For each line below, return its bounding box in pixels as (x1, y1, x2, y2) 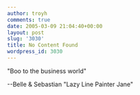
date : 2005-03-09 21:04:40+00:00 (7, 23, 103, 29)
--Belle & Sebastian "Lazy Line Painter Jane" (7, 80, 134, 88)
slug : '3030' (7, 36, 45, 42)
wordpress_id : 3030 (7, 49, 63, 55)
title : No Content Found (7, 42, 78, 49)
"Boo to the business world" (7, 66, 87, 75)
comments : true (7, 16, 51, 23)
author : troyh (7, 10, 48, 17)
